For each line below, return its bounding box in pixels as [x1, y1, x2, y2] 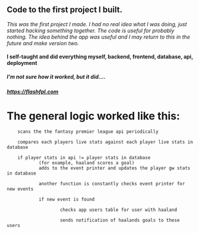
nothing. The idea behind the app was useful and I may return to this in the [7, 33, 191, 41]
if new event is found [38, 197, 95, 203]
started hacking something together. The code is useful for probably [7, 27, 175, 34]
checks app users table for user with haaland [59, 207, 178, 213]
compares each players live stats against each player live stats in [17, 139, 194, 145]
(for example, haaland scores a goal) [38, 160, 135, 166]
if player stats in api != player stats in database [17, 155, 151, 161]
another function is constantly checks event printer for [38, 181, 185, 187]
